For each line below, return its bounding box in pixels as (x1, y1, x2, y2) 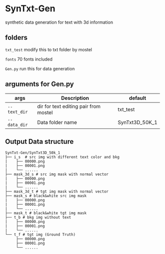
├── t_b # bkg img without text (5, 215, 71, 220)
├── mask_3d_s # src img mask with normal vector (5, 172, 109, 177)
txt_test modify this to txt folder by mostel (5, 46, 92, 52)
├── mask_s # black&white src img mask (5, 193, 87, 198)
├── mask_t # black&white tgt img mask (5, 211, 87, 216)
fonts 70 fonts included (5, 56, 53, 62)
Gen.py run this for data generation (5, 65, 75, 71)
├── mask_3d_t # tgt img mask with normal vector (5, 189, 109, 194)
